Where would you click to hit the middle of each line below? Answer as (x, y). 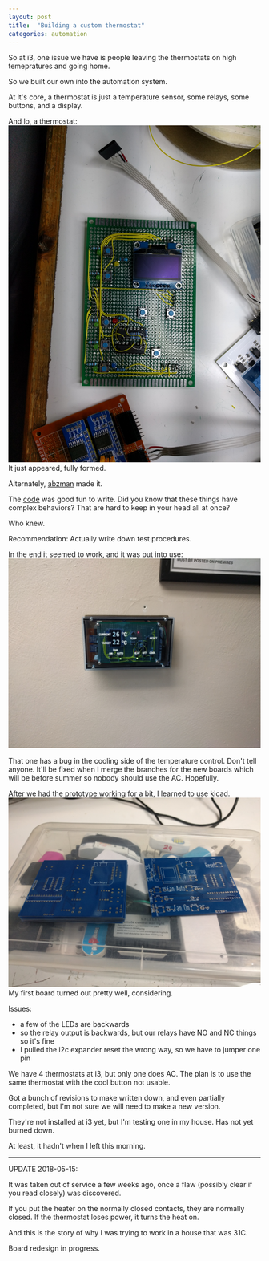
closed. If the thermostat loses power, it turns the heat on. (104, 1217)
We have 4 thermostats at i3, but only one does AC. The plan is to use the (130, 1074)
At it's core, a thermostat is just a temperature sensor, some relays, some (129, 97)
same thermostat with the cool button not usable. (89, 1082)
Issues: (20, 1009)
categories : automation (48, 34)
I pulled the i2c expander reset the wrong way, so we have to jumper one (140, 1050)
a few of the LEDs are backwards (74, 1024)
